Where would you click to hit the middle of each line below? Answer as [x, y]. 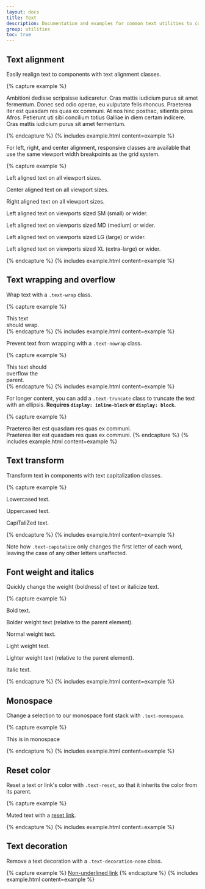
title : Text [21, 18]
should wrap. [23, 325]
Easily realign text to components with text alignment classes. [84, 74]
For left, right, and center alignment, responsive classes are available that [99, 147]
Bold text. [18, 610]
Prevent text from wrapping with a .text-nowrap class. [74, 343]
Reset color [28, 770]
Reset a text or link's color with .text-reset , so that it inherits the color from [102, 785]
